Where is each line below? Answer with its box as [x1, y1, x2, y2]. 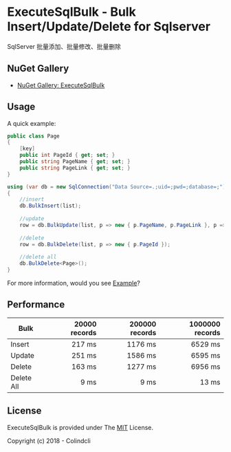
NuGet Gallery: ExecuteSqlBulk [16, 80, 105, 89]
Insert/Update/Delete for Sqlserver [7, 19, 211, 34]
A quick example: [7, 119, 56, 127]
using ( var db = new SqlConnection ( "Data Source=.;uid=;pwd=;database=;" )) [7, 183, 229, 190]
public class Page [7, 132, 60, 140]
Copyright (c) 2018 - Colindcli [7, 436, 91, 444]
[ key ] [19, 145, 36, 152]
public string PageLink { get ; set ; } [19, 164, 131, 171]
